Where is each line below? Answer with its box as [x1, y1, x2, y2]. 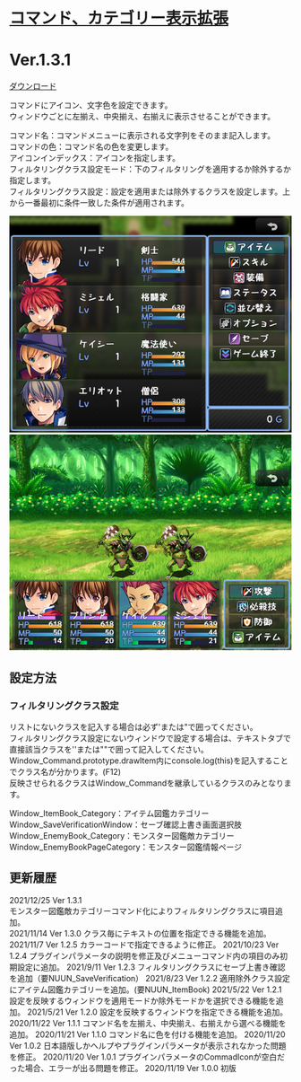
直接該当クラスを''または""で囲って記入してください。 [9, 743, 209, 754]
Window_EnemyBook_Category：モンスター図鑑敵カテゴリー [9, 830, 235, 840]
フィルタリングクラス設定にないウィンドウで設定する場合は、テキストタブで [9, 733, 291, 743]
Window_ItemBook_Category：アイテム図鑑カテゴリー [9, 807, 210, 818]
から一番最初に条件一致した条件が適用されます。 [9, 198, 190, 208]
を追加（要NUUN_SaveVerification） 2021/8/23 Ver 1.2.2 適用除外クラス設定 [9, 972, 291, 983]
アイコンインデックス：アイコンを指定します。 [9, 153, 181, 163]
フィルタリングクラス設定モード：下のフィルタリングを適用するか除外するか [9, 163, 291, 175]
